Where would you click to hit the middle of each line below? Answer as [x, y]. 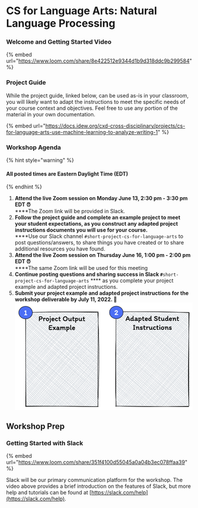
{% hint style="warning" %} [40, 160]
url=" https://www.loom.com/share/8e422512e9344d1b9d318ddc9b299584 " [99, 61]
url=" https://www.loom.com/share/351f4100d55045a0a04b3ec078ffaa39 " [97, 463]
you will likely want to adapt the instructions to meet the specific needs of [96, 102]
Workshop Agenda [34, 147]
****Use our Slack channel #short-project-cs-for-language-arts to [99, 236]
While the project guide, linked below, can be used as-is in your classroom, [98, 95]
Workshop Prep [35, 426]
